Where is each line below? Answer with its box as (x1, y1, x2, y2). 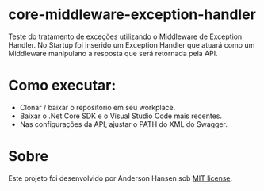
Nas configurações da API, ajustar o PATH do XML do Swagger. (19, 119, 228, 128)
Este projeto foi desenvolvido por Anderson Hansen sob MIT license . (8, 173, 233, 183)
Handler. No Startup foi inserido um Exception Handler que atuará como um (8, 40, 255, 49)
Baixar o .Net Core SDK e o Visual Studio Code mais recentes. (19, 111, 222, 120)
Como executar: (8, 77, 117, 94)
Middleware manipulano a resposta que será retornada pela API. (8, 48, 218, 58)
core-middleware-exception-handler (8, 6, 256, 24)
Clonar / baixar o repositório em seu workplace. (19, 102, 176, 112)
